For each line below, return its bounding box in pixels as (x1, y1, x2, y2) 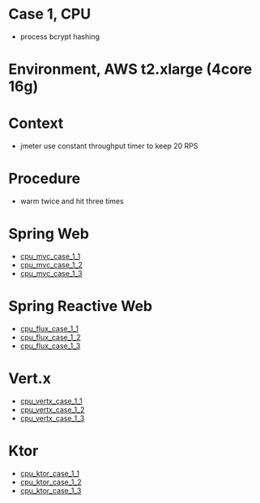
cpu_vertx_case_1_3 (19, 413, 85, 423)
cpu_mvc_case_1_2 (19, 260, 83, 270)
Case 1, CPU (8, 5, 92, 23)
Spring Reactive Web (8, 297, 153, 316)
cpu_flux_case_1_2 (19, 332, 81, 342)
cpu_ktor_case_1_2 (19, 477, 83, 487)
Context (8, 114, 64, 133)
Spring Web (8, 224, 89, 243)
